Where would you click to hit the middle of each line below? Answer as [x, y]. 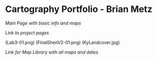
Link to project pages [27, 32]
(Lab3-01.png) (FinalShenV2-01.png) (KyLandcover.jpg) [62, 42]
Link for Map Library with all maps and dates [52, 52]
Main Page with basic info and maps [43, 23]
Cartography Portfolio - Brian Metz [79, 9]
